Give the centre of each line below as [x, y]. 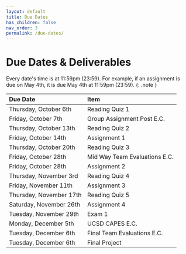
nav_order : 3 [22, 28]
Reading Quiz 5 [108, 195]
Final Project [104, 243]
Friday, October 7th [36, 119]
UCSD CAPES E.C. [112, 223]
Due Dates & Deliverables [69, 62]
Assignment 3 [106, 185]
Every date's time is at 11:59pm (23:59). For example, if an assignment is [93, 79]
